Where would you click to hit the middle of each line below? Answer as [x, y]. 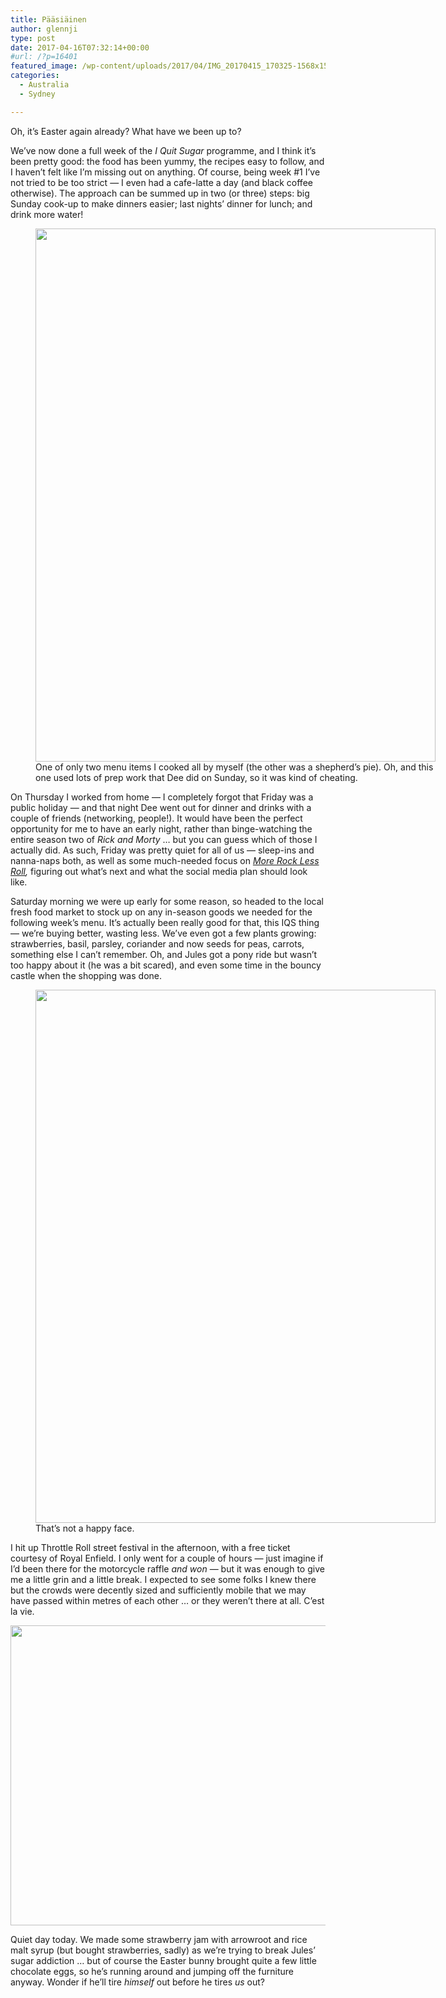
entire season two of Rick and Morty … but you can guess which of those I [164, 839]
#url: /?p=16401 [44, 57]
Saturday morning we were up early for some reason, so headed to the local [167, 901]
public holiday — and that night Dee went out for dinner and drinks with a [161, 807]
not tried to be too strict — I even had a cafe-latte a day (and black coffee [161, 182]
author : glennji [44, 29]
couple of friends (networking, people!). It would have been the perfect [156, 818]
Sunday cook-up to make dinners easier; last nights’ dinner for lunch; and [161, 203]
